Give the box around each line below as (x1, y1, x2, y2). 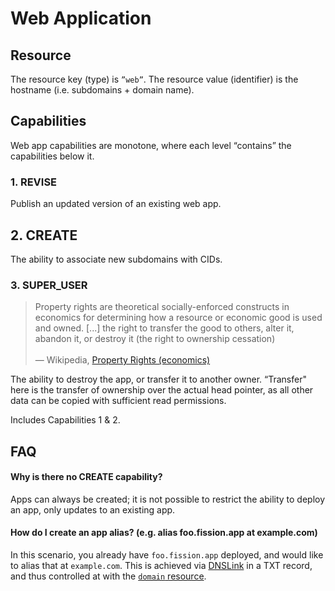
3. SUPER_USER (10, 278, 88, 292)
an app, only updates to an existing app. (10, 503, 176, 516)
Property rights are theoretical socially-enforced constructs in (34, 301, 290, 313)
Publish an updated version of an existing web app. (10, 198, 222, 210)
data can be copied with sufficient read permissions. (10, 395, 227, 407)
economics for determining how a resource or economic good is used (34, 312, 323, 324)
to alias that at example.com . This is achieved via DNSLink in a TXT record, (10, 560, 313, 572)
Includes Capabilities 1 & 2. (10, 414, 121, 426)
